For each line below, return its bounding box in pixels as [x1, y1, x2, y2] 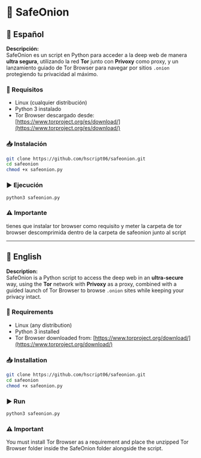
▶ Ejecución [6, 181, 43, 189]
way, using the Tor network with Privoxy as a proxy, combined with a [6, 280, 177, 287]
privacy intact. [6, 293, 42, 300]
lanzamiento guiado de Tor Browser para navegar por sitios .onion [6, 64, 170, 71]
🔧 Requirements [6, 308, 54, 316]
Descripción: [6, 45, 39, 52]
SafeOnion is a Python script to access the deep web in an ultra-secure [6, 274, 184, 281]
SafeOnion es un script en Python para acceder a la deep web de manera [6, 51, 187, 59]
